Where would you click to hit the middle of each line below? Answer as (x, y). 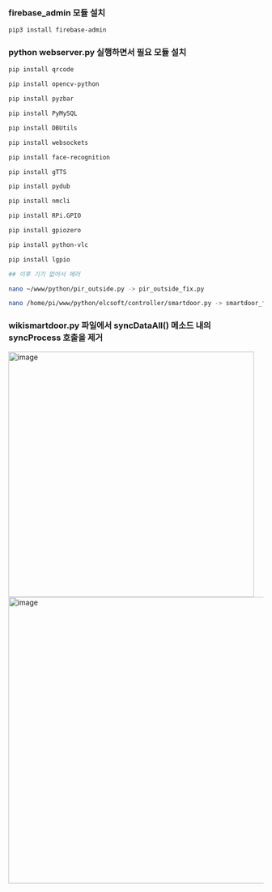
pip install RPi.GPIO (45, 216)
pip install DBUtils (43, 128)
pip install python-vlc (49, 244)
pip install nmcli (39, 201)
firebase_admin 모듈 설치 (57, 12)
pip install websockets (49, 142)
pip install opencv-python (54, 84)
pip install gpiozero (45, 231)
